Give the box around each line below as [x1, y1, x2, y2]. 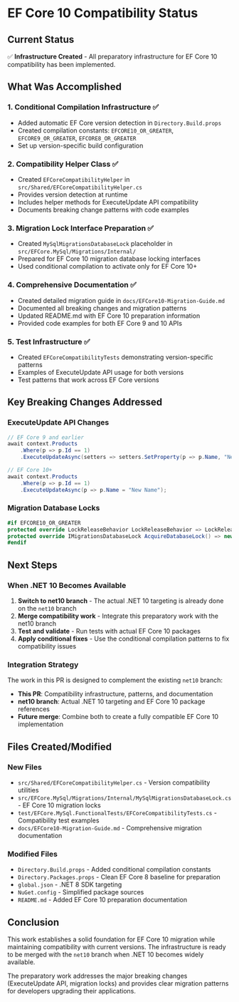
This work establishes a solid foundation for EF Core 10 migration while [7, 935, 216, 944]
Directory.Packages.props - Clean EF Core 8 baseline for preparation [17, 873, 221, 882]
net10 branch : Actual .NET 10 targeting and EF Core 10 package [17, 697, 206, 706]
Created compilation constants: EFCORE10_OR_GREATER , [17, 126, 174, 135]
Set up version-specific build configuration [17, 141, 144, 150]
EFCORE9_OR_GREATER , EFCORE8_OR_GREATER [17, 133, 137, 142]
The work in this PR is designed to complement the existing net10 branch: [7, 676, 223, 685]
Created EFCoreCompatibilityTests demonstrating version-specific [17, 353, 213, 361]
